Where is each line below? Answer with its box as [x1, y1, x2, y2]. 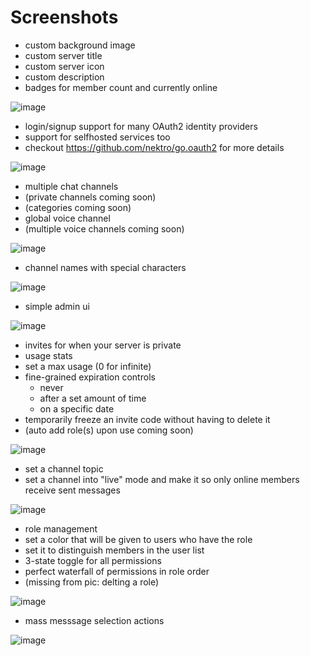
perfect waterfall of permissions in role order [24, 565, 210, 577]
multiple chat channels [24, 180, 119, 192]
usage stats [24, 349, 73, 361]
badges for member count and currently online [24, 81, 218, 93]
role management [24, 522, 98, 535]
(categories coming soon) [24, 201, 132, 213]
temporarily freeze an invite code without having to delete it [24, 413, 271, 425]
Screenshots [10, 6, 119, 29]
